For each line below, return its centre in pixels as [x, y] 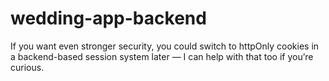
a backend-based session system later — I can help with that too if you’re [162, 56]
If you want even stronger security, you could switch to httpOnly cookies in [165, 46]
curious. [27, 67]
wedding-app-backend [108, 18]
